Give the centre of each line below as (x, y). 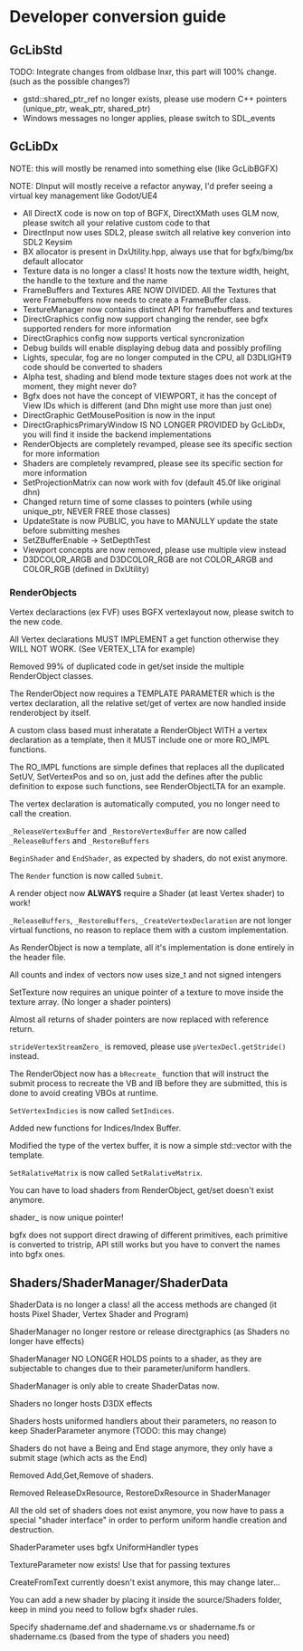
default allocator (53, 261)
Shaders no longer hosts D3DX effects (81, 1403)
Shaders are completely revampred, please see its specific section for (153, 463)
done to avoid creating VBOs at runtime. (84, 1093)
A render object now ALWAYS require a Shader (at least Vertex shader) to (147, 893)
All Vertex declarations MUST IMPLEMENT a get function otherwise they (144, 639)
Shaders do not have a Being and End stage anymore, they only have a (141, 1448)
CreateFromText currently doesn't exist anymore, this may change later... (145, 1582)
